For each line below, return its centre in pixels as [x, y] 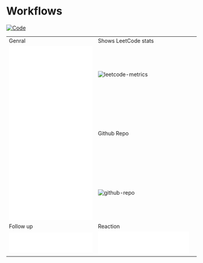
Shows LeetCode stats [126, 41]
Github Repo [113, 134]
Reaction [109, 226]
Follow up [21, 226]
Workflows [34, 11]
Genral [17, 41]
